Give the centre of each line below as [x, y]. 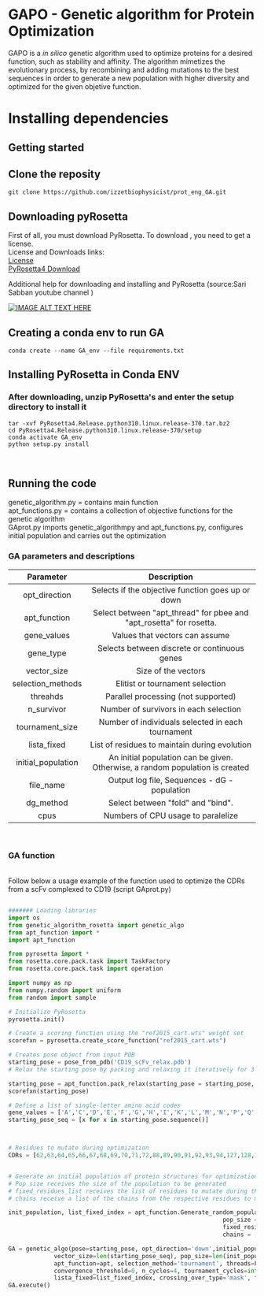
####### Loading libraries [52, 911]
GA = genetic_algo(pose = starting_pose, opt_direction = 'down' [110, 1249]
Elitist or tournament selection [171, 683]
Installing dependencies [88, 119]
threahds [47, 696]
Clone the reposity [54, 174]
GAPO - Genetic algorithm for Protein [132, 15]
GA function [32, 855]
